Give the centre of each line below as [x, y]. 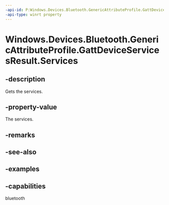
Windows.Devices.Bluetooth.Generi [82, 39]
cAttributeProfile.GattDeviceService [82, 50]
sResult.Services [42, 61]
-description [25, 79]
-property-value [31, 107]
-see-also [21, 152]
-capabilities [26, 186]
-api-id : [14, 10]
